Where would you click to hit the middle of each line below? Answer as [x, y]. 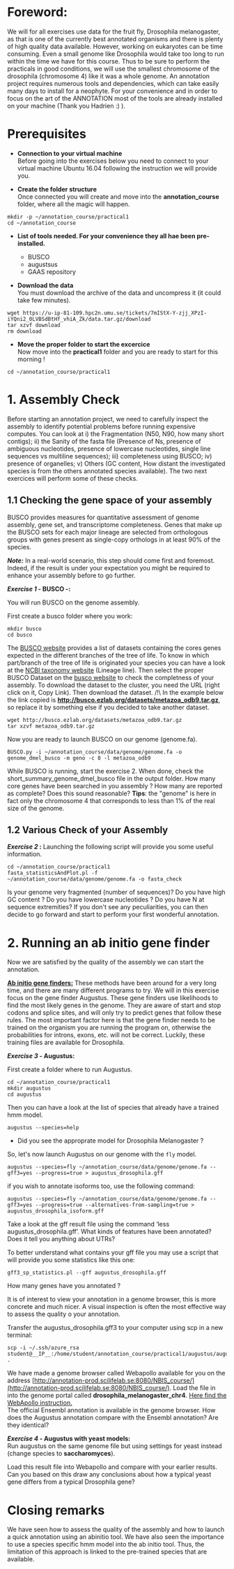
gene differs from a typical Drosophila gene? [71, 1482]
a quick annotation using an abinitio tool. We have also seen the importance [116, 1537]
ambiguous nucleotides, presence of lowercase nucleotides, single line [109, 449]
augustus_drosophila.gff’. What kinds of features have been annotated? [109, 1231]
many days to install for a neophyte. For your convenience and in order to [112, 91]
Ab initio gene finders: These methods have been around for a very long [112, 983]
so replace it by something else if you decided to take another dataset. [108, 707]
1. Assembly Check [63, 400]
